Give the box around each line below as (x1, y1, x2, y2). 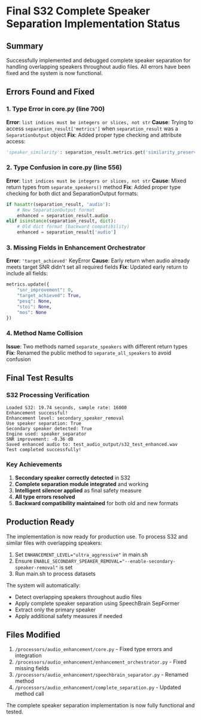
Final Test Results (6, 373, 74, 383)
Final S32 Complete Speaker (6, 4, 151, 18)
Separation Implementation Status (6, 17, 181, 31)
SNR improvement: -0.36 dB (6, 436, 74, 442)
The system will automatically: (6, 581, 81, 589)
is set (59, 563, 73, 571)
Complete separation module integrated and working (14, 480, 149, 487)
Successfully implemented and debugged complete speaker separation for (6, 57, 191, 64)
